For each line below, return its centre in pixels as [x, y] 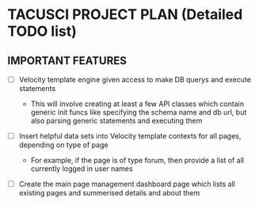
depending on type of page [63, 145]
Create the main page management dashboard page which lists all [127, 184]
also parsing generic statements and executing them [116, 121]
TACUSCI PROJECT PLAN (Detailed [125, 15]
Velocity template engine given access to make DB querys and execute [135, 80]
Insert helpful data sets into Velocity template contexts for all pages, [130, 136]
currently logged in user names [82, 169]
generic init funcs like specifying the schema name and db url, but [139, 112]
